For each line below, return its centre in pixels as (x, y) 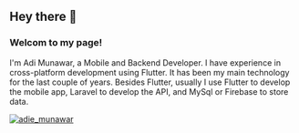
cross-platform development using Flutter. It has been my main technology (149, 72)
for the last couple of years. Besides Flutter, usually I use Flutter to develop (150, 82)
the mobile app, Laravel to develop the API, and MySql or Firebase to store (149, 91)
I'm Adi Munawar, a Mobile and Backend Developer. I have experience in (145, 62)
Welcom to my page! (56, 43)
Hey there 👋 (43, 17)
